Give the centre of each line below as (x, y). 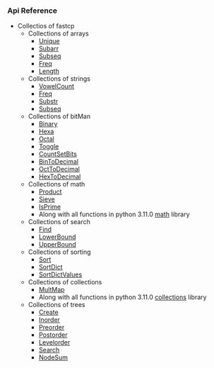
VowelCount (56, 87)
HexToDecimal (60, 177)
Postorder (53, 335)
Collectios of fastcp (46, 26)
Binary (48, 124)
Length (49, 71)
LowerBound (57, 237)
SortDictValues (60, 274)
